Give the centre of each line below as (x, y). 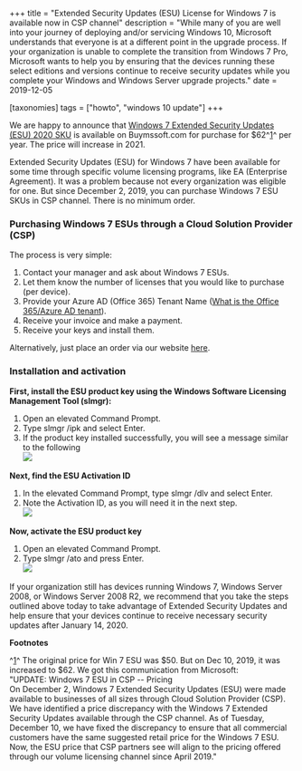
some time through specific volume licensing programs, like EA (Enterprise (148, 172)
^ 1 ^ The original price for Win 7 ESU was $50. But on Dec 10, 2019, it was (145, 660)
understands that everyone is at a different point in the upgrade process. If (148, 42)
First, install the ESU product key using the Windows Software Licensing (148, 391)
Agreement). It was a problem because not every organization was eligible (148, 181)
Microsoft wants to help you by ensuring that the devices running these (142, 61)
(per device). (46, 292)
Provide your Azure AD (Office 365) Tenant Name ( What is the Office (151, 302)
